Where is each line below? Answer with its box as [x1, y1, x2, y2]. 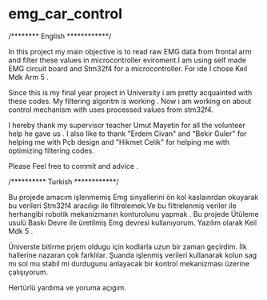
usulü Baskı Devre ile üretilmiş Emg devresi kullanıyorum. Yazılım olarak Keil [8, 218, 257, 227]
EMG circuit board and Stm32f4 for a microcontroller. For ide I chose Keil [8, 63, 248, 73]
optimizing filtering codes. [8, 146, 94, 155]
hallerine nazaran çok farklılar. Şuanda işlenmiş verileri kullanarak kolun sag [8, 250, 257, 260]
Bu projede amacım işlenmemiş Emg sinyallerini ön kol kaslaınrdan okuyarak [8, 192, 259, 202]
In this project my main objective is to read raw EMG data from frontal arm [8, 46, 252, 56]
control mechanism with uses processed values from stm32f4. [8, 105, 214, 114]
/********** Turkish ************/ [8, 177, 119, 186]
